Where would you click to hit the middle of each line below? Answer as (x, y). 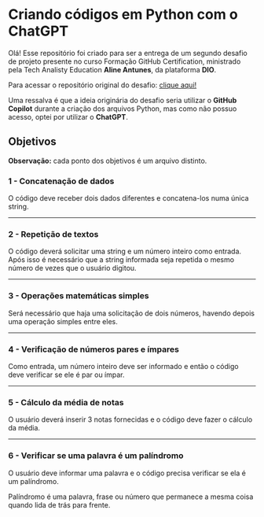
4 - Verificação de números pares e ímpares (93, 349)
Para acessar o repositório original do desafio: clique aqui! (103, 85)
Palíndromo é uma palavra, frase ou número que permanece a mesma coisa (131, 497)
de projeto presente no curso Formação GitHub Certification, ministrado (125, 61)
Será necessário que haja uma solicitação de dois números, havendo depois (132, 313)
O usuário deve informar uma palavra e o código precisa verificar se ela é (127, 473)
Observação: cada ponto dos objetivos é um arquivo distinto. (108, 161)
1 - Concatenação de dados (61, 181)
